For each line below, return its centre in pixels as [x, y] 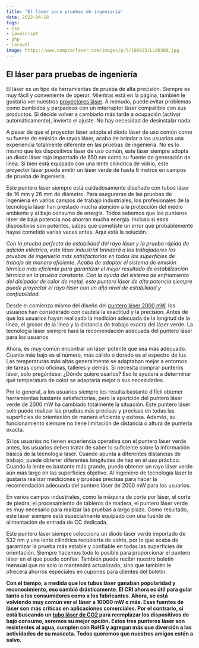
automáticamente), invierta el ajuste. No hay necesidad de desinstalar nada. [99, 120]
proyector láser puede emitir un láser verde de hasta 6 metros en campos [96, 169]
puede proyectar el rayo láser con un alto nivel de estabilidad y [84, 287]
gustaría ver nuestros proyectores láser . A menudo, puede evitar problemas [99, 101]
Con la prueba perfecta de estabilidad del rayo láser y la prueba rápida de [98, 243]
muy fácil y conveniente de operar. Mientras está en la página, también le [96, 95]
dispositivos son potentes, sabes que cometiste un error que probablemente [99, 225]
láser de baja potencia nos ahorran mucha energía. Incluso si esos [87, 219]
